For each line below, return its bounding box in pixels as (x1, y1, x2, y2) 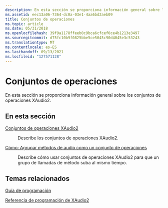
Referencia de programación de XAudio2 (5, 197, 89, 203)
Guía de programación (5, 187, 51, 193)
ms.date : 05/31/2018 (5, 26, 48, 31)
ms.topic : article (5, 21, 43, 27)
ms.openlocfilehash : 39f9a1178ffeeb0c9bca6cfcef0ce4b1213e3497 (5, 31, 140, 36)
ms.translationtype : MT (5, 40, 55, 45)
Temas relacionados (5, 174, 70, 183)
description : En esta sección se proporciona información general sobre (5, 7, 160, 13)
